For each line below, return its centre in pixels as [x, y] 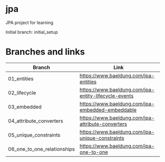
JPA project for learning [29, 23]
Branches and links [45, 52]
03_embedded [25, 107]
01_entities [21, 78]
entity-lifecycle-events [106, 95]
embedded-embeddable [108, 110]
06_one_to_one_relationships [42, 149]
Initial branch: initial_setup [32, 32]
